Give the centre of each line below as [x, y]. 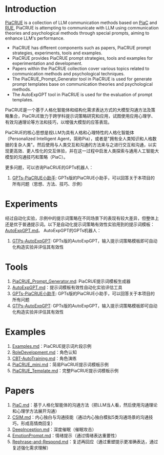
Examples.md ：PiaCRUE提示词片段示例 [52, 346]
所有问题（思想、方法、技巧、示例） [49, 184]
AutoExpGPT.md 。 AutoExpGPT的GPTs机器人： [53, 230]
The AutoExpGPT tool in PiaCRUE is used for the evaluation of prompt [82, 95]
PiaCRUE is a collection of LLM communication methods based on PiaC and [81, 23]
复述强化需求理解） [31, 448]
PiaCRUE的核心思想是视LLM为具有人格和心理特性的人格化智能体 [70, 132]
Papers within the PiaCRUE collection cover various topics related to [81, 68]
